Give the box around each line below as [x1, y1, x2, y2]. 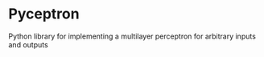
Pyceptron [8, 5, 80, 23]
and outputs [8, 39, 48, 49]
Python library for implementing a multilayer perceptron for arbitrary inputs [8, 31, 256, 41]
